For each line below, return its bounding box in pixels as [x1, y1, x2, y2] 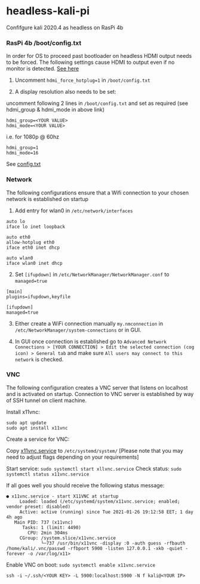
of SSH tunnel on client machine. [6, 397, 87, 404]
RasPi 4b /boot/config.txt [6, 39, 82, 47]
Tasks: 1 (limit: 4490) [21, 524, 82, 530]
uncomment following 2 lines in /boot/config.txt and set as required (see [6, 100, 189, 107]
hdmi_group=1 [6, 145, 39, 151]
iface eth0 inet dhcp [6, 245, 60, 251]
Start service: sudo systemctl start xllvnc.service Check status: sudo [6, 465, 182, 472]
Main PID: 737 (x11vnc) [14, 519, 73, 526]
